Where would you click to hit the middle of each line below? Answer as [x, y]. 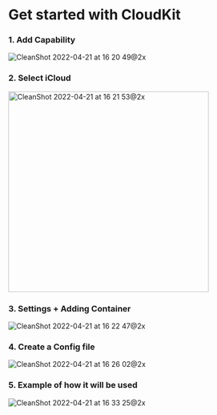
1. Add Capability [42, 40]
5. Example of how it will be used [73, 385]
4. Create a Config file [52, 347]
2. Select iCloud [40, 78]
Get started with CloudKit [95, 15]
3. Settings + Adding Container [70, 308]
